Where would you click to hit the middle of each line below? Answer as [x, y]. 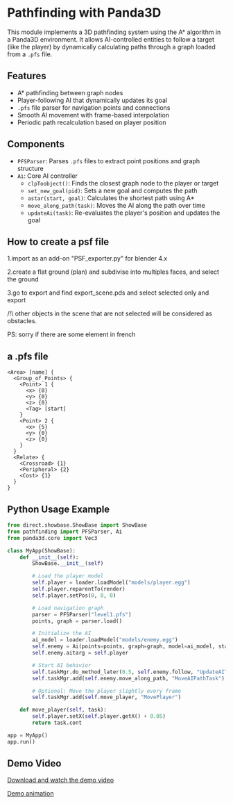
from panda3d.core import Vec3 [52, 538]
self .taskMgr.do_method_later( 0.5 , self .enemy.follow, [113, 672]
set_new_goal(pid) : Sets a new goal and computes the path [112, 190]
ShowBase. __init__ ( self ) [68, 564]
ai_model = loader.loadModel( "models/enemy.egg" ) [105, 640]
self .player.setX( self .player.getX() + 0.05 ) [99, 716]
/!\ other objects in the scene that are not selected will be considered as [110, 313]
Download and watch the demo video [61, 780]
